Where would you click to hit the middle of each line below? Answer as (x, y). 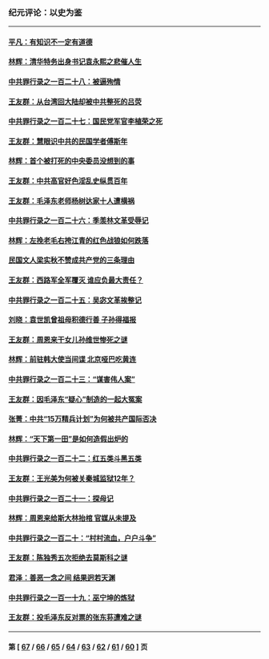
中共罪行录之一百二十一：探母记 (61, 498)
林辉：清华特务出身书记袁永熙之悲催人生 (75, 62)
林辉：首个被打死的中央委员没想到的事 (71, 161)
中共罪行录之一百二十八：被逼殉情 (64, 82)
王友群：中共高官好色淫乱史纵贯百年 (68, 181)
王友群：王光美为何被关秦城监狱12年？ (72, 478)
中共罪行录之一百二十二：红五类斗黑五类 (75, 459)
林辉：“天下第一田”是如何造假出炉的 (68, 439)
